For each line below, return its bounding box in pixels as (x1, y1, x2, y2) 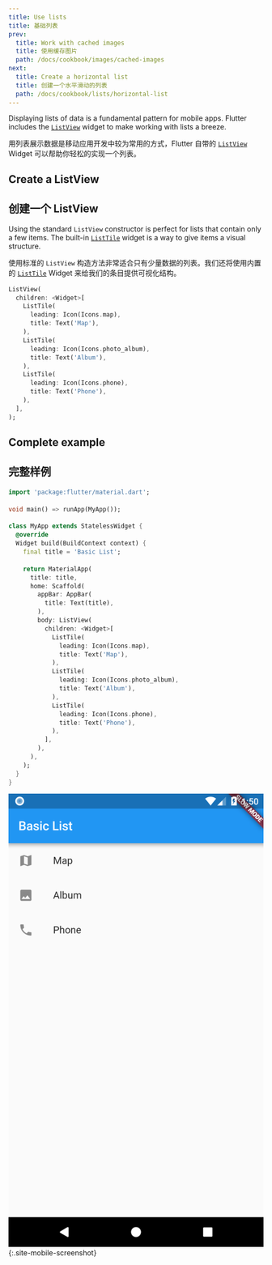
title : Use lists (8, 13, 67, 21)
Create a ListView (8, 172, 100, 186)
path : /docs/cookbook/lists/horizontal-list (15, 90, 168, 98)
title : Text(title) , (44, 599, 114, 607)
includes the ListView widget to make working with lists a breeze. (8, 121, 227, 131)
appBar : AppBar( (37, 591, 92, 599)
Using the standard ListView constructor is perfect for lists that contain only (8, 223, 261, 234)
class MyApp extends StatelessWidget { (8, 522, 143, 530)
